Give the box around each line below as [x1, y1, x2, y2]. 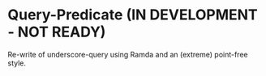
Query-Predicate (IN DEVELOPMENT [7, 6, 259, 24]
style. [7, 58, 26, 68]
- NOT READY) [7, 23, 106, 41]
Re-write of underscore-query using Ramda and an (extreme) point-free [7, 49, 248, 59]
